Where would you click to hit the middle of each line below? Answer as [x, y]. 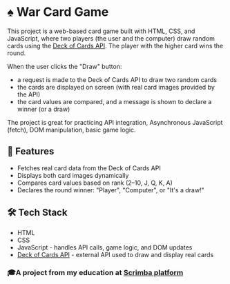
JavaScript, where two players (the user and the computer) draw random [111, 38]
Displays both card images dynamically [73, 175]
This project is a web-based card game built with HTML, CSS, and [101, 31]
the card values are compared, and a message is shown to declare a [114, 101]
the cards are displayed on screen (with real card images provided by [116, 87]
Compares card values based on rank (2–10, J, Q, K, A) [95, 183]
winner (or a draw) [44, 109]
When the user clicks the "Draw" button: [65, 66]
